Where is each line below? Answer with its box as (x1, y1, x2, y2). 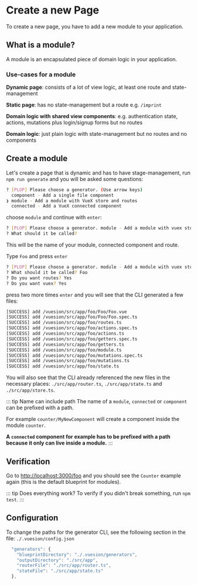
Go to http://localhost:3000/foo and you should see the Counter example (6, 472, 181, 479)
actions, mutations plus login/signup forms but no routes (6, 119, 142, 126)
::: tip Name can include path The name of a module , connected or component (6, 398, 188, 405)
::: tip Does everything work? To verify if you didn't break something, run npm (6, 490, 191, 497)
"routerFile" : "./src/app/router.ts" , (16, 563, 111, 569)
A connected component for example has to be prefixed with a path (6, 433, 171, 440)
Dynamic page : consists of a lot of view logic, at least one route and (6, 83, 171, 91)
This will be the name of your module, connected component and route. (6, 242, 179, 249)
